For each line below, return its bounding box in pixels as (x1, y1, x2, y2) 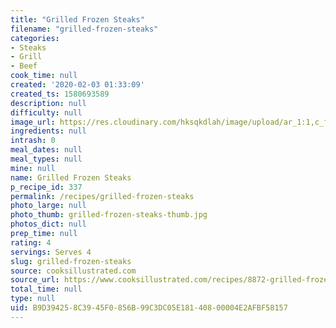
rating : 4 (10, 237, 52, 248)
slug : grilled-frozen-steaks (10, 256, 132, 266)
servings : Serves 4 (10, 247, 92, 257)
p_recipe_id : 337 (10, 182, 83, 192)
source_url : (10, 275, 60, 285)
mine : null (10, 163, 56, 173)
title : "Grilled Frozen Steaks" (10, 14, 145, 25)
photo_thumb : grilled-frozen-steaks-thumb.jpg (10, 210, 208, 220)
